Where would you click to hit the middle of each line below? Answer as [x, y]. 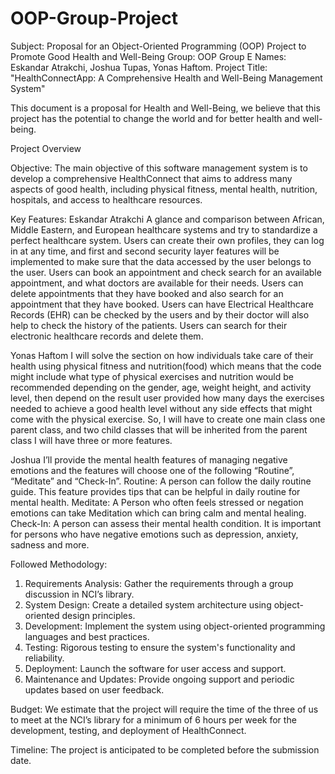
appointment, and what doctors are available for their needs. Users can [157, 283]
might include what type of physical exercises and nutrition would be [152, 376]
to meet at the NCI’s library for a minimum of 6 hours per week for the [153, 719]
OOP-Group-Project [94, 18]
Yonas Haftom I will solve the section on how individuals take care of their [162, 355]
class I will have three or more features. [91, 440]
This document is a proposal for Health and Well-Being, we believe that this [165, 108]
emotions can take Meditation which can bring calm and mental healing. [158, 513]
